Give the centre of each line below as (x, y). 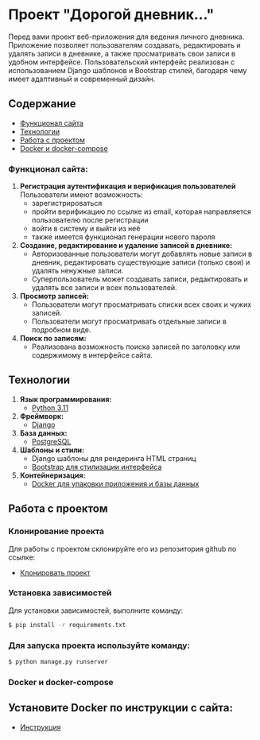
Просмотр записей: (54, 296)
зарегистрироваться (67, 203)
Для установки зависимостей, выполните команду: (96, 610)
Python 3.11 (50, 408)
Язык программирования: (66, 399)
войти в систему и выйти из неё (86, 229)
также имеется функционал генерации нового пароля (124, 237)
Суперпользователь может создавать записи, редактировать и (140, 279)
